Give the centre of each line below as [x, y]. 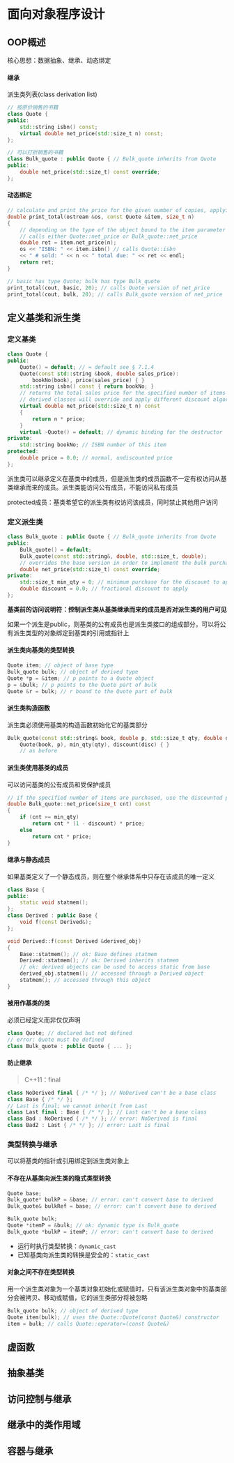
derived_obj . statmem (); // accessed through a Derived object [112, 973]
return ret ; [37, 262]
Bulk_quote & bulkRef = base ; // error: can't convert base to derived [112, 1206]
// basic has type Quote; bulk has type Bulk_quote [84, 281]
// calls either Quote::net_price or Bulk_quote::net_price [109, 236]
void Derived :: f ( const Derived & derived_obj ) [74, 941]
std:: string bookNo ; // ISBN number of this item [93, 445]
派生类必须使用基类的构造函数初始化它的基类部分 [77, 725]
